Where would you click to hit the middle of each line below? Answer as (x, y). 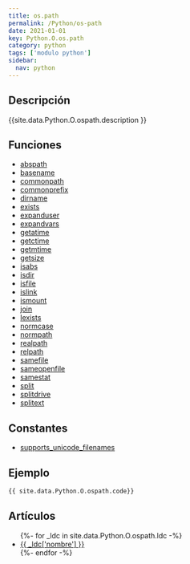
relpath (32, 352)
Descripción (39, 101)
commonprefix (44, 190)
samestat (35, 377)
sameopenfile (42, 369)
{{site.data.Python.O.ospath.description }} (77, 120)
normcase (36, 327)
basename (37, 172)
